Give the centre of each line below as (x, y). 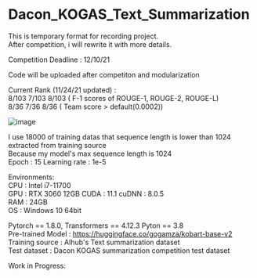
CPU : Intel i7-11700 (40, 185)
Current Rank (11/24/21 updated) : (62, 90)
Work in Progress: (37, 265)
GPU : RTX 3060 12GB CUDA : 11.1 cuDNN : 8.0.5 (86, 193)
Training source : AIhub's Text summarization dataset (94, 242)
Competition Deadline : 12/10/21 (59, 60)
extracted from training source (58, 145)
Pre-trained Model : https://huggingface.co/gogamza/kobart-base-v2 (120, 233)
